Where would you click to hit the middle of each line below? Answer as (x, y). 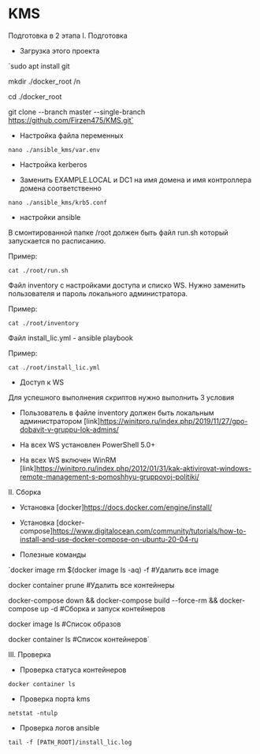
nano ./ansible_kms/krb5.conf (58, 202)
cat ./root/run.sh (38, 270)
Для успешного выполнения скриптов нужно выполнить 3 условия (121, 397)
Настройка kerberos (54, 164)
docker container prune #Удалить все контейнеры (91, 585)
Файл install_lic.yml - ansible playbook (71, 338)
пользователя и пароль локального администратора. (98, 293)
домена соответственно (61, 188)
